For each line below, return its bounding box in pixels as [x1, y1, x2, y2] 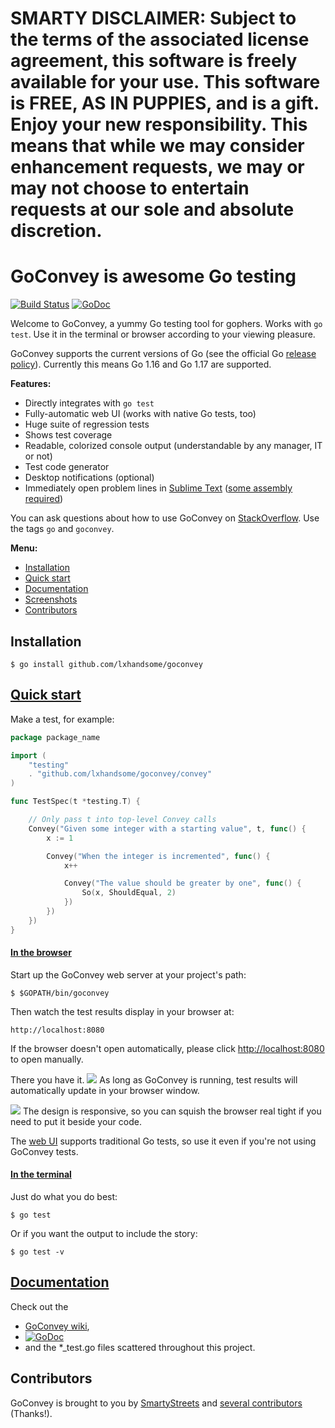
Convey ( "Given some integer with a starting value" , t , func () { [28, 823, 307, 834]
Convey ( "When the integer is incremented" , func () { [46, 851, 271, 861]
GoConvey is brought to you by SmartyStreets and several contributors [10, 1397, 303, 1409]
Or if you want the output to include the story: [10, 1228, 198, 1240]
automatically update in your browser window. [10, 1084, 200, 1096]
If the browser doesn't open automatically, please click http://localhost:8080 [10, 1042, 325, 1054]
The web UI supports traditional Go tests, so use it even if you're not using [10, 1135, 317, 1147]
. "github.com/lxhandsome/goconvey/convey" [28, 769, 213, 779]
